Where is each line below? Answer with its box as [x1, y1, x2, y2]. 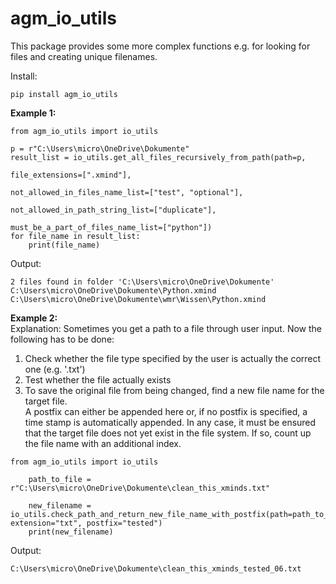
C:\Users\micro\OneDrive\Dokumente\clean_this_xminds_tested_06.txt [10, 563, 302, 574]
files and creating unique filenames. [10, 50, 158, 62]
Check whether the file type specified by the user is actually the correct [24, 352, 322, 364]
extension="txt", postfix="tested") [10, 518, 163, 528]
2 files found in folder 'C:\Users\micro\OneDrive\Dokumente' [10, 277, 275, 287]
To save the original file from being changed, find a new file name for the [24, 384, 325, 396]
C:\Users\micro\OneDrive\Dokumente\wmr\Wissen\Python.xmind [10, 294, 267, 304]
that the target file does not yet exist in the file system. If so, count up [24, 427, 312, 439]
